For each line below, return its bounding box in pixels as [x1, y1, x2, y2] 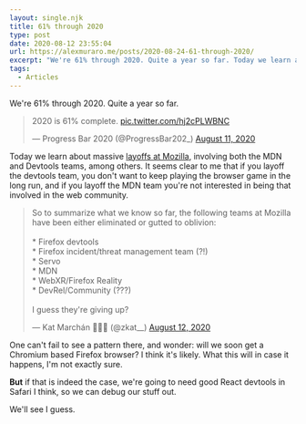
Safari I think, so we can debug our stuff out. [9, 386, 177, 397]
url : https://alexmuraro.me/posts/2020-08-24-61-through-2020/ [9, 47, 255, 57]
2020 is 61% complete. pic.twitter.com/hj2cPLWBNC [31, 115, 230, 126]
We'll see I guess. [9, 403, 76, 415]
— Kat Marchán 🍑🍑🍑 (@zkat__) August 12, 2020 [31, 321, 211, 333]
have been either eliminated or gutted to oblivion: [31, 216, 217, 228]
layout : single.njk [9, 13, 84, 23]
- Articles [17, 73, 59, 82]
